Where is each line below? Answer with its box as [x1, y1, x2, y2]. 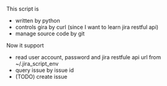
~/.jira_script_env [15, 60, 59, 67]
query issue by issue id [15, 66, 74, 74]
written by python [15, 17, 60, 24]
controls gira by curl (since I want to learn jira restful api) [15, 24, 158, 30]
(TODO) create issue [15, 73, 68, 80]
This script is [6, 5, 39, 12]
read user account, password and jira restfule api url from [15, 54, 161, 60]
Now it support [6, 42, 44, 49]
